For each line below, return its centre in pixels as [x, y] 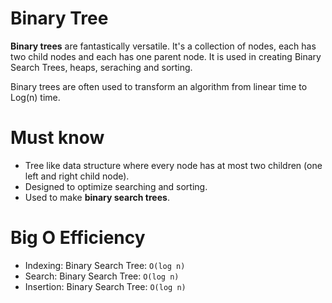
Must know [57, 138]
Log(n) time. [35, 97]
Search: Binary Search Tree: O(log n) [102, 276]
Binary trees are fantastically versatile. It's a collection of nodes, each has [163, 46]
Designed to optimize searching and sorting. [116, 186]
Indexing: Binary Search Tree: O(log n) [105, 265]
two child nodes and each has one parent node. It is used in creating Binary [166, 56]
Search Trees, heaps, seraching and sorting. [101, 67]
